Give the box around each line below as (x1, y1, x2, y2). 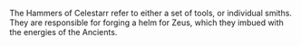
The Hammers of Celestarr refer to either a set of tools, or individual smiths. (9, 8, 293, 18)
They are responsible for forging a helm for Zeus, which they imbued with (9, 17, 284, 28)
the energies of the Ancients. (9, 27, 118, 37)
